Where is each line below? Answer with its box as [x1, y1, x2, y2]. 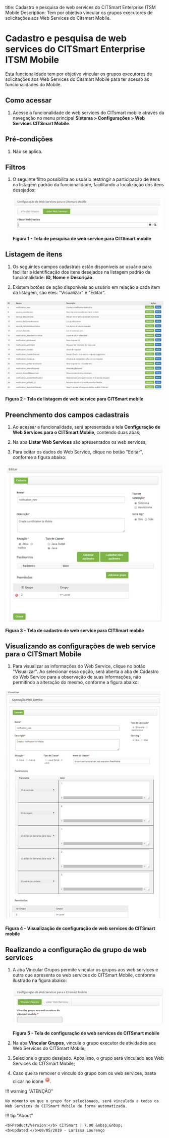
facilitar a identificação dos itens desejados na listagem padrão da [12, 269, 151, 275]
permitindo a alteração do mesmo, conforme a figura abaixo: [12, 679, 139, 686]
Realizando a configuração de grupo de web [5, 945, 147, 954]
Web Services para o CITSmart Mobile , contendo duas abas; [12, 429, 141, 436]
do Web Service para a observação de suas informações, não [12, 674, 141, 680]
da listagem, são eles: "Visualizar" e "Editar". [12, 289, 106, 295]
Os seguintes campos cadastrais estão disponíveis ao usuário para [12, 264, 152, 270]
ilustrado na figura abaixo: [12, 977, 67, 984]
